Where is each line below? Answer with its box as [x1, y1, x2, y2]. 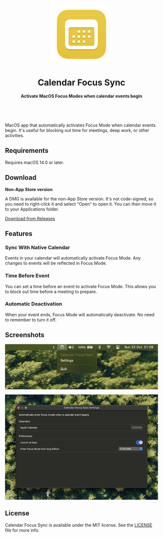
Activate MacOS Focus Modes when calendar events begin [21, 93, 142, 99]
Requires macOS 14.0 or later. [5, 159, 65, 165]
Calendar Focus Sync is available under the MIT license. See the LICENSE [5, 522, 153, 528]
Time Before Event [5, 273, 49, 279]
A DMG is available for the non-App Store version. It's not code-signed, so [5, 195, 154, 202]
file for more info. [5, 527, 40, 533]
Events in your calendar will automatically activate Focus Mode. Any [5, 255, 141, 261]
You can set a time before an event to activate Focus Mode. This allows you [5, 283, 156, 289]
